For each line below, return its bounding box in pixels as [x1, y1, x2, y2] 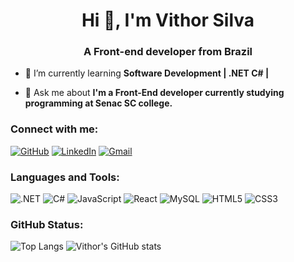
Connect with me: [10, 122, 99, 136]
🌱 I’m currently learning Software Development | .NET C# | [24, 67, 270, 79]
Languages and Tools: [10, 170, 120, 184]
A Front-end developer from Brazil [83, 45, 253, 59]
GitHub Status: [10, 218, 84, 231]
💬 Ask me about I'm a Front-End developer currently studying [24, 87, 285, 99]
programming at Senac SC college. [24, 97, 173, 109]
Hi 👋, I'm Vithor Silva [81, 9, 255, 32]
